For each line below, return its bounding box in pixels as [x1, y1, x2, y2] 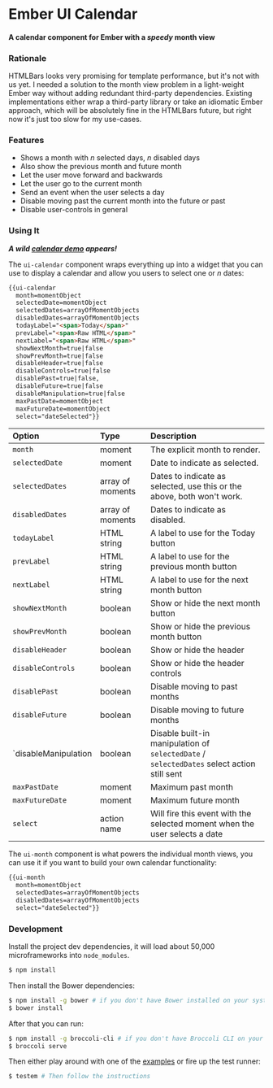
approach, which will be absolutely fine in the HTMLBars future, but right [8, 106, 252, 115]
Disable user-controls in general [19, 205, 128, 215]
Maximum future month [149, 794, 240, 806]
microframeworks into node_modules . [8, 951, 130, 960]
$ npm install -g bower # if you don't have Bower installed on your [8, 996, 249, 1004]
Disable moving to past [149, 681, 238, 692]
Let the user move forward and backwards [19, 170, 163, 180]
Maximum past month [149, 781, 234, 793]
